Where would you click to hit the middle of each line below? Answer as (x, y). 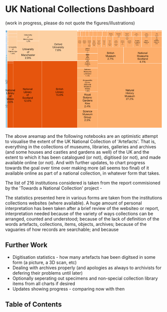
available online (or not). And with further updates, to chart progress (75, 162)
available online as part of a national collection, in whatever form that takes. (83, 173)
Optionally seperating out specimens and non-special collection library (85, 278)
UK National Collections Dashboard (80, 9)
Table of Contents (34, 305)
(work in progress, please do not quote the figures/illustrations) (70, 23)
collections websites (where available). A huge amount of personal (74, 203)
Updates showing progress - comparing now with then (69, 289)
